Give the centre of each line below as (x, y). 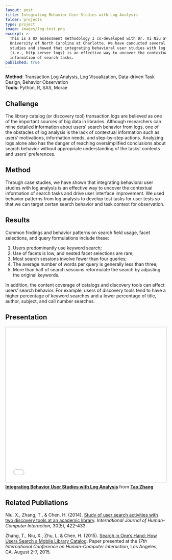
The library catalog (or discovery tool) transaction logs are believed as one (84, 116)
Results (18, 220)
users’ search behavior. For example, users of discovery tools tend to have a (85, 290)
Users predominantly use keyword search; (57, 248)
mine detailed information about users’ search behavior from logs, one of (82, 127)
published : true (22, 62)
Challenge (22, 103)
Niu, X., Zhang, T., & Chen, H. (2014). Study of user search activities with (82, 515)
